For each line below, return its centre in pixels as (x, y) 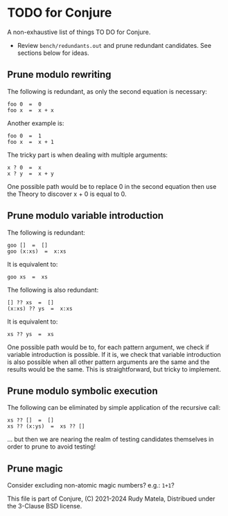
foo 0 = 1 (24, 136)
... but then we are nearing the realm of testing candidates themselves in (111, 440)
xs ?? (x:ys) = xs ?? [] (46, 426)
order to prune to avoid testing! (51, 447)
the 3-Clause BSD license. (45, 506)
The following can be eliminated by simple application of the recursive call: (114, 408)
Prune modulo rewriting (59, 75)
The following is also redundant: (53, 290)
